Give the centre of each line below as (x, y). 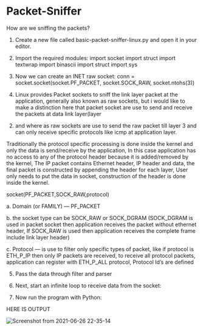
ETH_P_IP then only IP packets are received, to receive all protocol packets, (101, 255)
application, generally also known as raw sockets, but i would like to (100, 101)
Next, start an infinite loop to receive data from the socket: (88, 285)
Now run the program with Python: (58, 297)
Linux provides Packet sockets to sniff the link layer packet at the (96, 94)
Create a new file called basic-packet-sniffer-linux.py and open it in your (106, 40)
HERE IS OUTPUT (28, 309)
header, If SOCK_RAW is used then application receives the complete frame (101, 231)
